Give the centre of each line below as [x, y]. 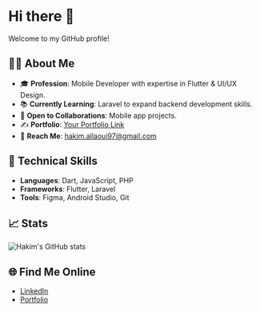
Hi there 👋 [41, 16]
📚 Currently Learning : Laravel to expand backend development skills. [136, 104]
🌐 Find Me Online [52, 272]
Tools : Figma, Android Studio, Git [74, 197]
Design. [32, 94]
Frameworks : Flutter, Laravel [68, 189]
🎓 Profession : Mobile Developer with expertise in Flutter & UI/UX [128, 83]
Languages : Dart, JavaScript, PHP [76, 180]
